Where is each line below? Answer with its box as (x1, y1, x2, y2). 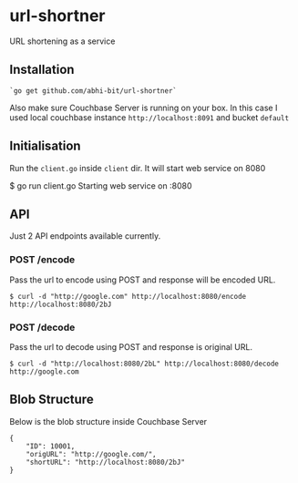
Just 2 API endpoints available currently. (9, 231, 161, 241)
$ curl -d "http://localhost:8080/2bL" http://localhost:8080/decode (9, 359, 280, 368)
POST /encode (9, 253, 76, 266)
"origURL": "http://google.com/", (26, 449, 157, 458)
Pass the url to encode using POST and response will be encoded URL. (9, 274, 276, 285)
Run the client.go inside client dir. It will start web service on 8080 (9, 162, 266, 173)
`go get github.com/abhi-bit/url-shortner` (9, 86, 178, 96)
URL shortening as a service (9, 36, 116, 46)
